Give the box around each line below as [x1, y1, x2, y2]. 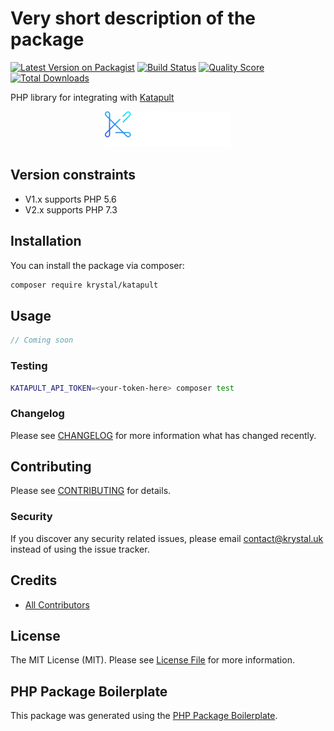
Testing [10, 359, 48, 373]
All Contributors [24, 598, 90, 611]
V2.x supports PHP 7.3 [24, 203, 118, 216]
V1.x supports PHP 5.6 [24, 193, 117, 205]
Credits [10, 572, 58, 589]
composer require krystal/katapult [10, 280, 159, 290]
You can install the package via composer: [10, 259, 185, 271]
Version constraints [10, 167, 137, 184]
